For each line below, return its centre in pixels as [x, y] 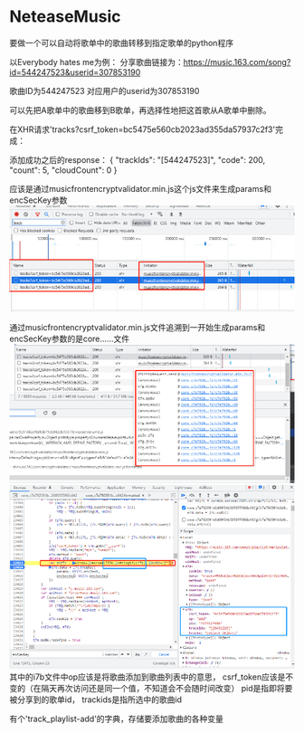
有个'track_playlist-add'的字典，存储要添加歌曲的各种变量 [117, 719]
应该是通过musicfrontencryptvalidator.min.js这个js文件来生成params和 [140, 188]
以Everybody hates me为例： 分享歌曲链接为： [96, 62]
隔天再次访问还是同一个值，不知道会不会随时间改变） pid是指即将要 [166, 689]
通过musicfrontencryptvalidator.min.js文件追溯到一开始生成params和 [138, 327]
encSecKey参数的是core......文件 [69, 338]
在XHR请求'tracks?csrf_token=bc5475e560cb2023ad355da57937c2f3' [142, 129]
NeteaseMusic [65, 17]
